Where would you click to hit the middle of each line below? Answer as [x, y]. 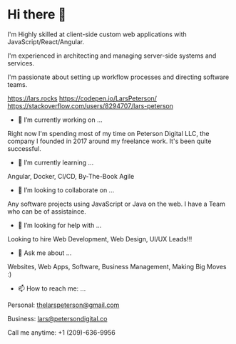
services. [21, 63]
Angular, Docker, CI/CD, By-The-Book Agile [71, 176]
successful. [24, 148]
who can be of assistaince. [47, 211]
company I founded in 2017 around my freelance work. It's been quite [109, 141]
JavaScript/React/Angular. [46, 41]
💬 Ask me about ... [45, 253]
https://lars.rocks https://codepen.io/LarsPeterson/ [82, 98]
